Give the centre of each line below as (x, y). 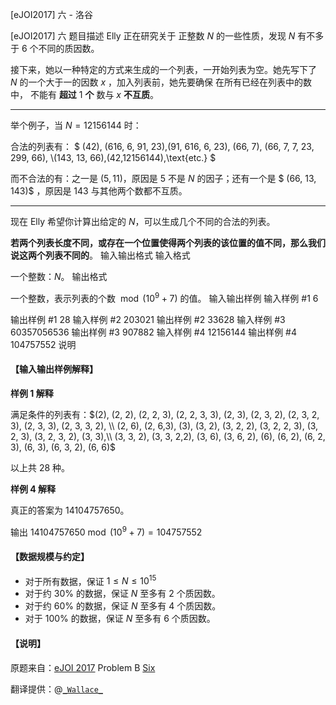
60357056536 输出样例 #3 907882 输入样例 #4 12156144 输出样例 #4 (153, 332)
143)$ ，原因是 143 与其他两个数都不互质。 (99, 191)
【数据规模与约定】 (50, 557)
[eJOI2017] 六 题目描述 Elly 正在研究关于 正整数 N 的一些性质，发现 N (153, 36)
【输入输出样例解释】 (54, 369)
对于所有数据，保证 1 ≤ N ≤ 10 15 (90, 580)
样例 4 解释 (33, 489)
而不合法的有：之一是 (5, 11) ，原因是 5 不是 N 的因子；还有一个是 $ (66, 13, (163, 178)
